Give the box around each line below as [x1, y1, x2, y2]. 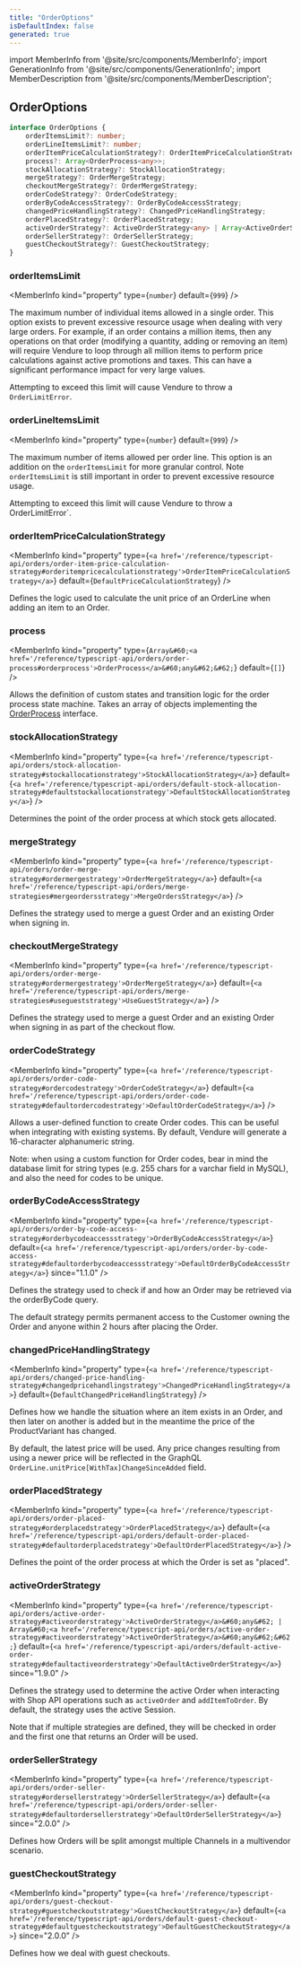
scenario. [9, 1845, 44, 1856]
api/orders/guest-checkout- [9, 1897, 115, 1907]
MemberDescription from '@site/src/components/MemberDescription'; [9, 74, 271, 84]
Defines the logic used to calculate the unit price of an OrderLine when [9, 593, 271, 604]
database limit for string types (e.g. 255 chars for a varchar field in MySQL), [9, 1163, 288, 1174]
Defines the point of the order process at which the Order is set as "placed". [9, 1557, 290, 1568]
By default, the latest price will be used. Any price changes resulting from [9, 1443, 280, 1454]
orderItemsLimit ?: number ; [25, 132, 126, 141]
